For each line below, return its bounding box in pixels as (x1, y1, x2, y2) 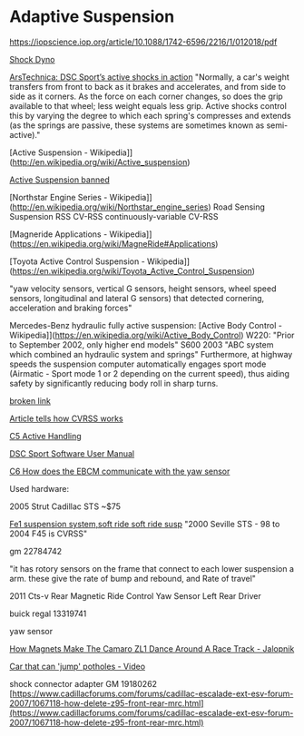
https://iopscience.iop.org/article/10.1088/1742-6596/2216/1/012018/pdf (9, 36, 278, 47)
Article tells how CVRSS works (9, 413, 124, 424)
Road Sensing (212, 201, 266, 212)
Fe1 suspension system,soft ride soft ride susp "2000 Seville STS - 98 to (9, 518, 280, 529)
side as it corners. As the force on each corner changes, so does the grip (9, 91, 283, 102)
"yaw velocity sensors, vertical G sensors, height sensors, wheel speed (9, 283, 277, 294)
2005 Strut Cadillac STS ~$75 (9, 501, 121, 512)
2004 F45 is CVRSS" (9, 528, 88, 539)
